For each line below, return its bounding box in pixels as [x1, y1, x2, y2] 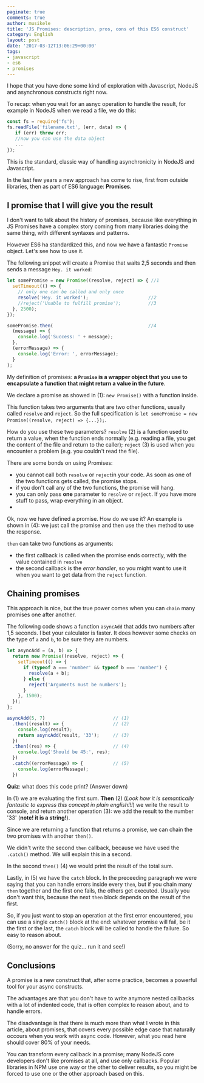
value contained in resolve [15, 558, 83, 565]
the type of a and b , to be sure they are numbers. [7, 636, 129, 643]
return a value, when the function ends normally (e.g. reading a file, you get [7, 434, 196, 442]
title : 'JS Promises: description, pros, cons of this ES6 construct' [7, 26, 189, 32]
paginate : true [7, 9, 46, 15]
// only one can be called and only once [18, 289, 124, 295]
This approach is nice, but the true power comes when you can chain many [7, 605, 195, 612]
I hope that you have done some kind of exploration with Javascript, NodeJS [7, 82, 199, 89]
